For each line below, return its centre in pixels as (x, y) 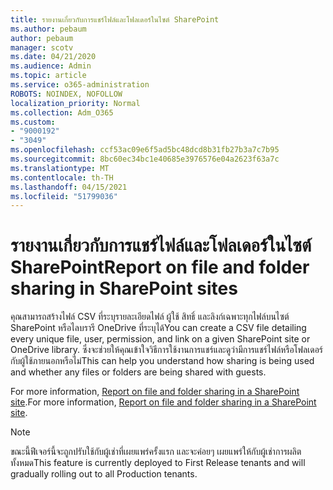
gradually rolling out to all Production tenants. (104, 474)
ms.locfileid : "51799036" (64, 196)
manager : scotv (42, 47)
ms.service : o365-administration (80, 85)
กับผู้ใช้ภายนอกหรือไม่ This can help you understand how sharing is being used (162, 361)
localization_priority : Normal (75, 103)
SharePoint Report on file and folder (160, 267)
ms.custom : (33, 122)
